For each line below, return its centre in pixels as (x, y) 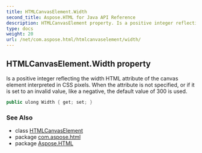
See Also (20, 118)
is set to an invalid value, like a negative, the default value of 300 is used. (97, 91)
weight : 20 (20, 34)
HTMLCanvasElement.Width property (79, 64)
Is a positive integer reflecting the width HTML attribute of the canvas (92, 78)
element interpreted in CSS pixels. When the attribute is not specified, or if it (100, 85)
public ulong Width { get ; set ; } (50, 102)
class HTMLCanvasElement (49, 130)
